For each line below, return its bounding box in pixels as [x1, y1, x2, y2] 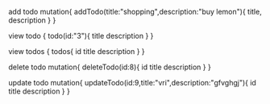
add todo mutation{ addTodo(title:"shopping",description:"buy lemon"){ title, [8, 7, 262, 16]
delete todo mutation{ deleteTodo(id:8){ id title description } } [8, 62, 211, 72]
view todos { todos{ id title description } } [8, 47, 145, 56]
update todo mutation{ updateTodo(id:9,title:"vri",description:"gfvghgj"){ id [8, 78, 256, 87]
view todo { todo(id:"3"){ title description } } [8, 31, 154, 40]
